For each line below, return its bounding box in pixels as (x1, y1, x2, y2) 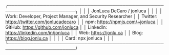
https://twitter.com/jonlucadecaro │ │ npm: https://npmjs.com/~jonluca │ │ (5, 19, 164, 25)
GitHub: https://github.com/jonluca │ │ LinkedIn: (5, 24, 108, 30)
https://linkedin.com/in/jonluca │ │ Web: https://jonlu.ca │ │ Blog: (5, 30, 143, 35)
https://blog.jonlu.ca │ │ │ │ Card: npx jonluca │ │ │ (5, 35, 115, 41)
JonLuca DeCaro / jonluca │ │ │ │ (91, 8, 163, 14)
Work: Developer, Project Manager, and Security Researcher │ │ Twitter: (5, 13, 158, 19)
